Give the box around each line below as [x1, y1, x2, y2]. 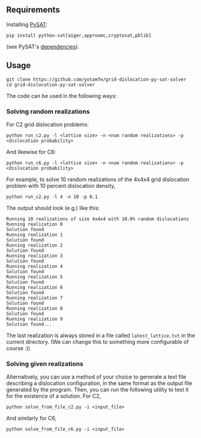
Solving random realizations [6, 107, 90, 116]
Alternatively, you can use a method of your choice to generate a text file [6, 373, 187, 381]
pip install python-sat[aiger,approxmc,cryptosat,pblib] [6, 32, 152, 39]
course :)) [6, 344, 31, 351]
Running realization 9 [6, 316, 63, 322]
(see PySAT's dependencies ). [6, 43, 80, 50]
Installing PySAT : [6, 20, 48, 28]
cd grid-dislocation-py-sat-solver [6, 81, 95, 88]
